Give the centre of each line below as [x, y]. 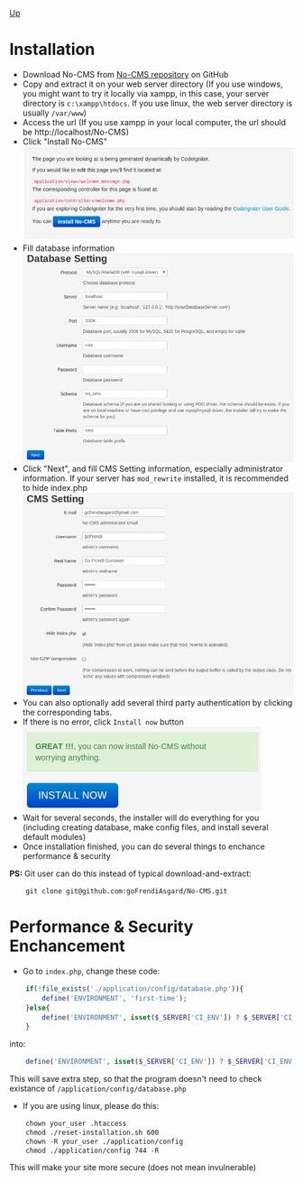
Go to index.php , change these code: [91, 971]
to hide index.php [55, 488]
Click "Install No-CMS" [65, 141]
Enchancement [68, 946]
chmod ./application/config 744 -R [92, 1151]
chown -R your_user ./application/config [104, 1142]
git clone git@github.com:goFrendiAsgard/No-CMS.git [127, 891]
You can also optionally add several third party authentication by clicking [157, 702]
